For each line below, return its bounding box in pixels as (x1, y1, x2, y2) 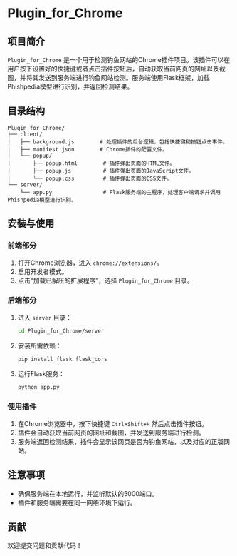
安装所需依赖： (17, 341, 62, 350)
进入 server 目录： (17, 313, 73, 322)
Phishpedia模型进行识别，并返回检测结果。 (7, 82, 134, 91)
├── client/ (7, 131, 43, 138)
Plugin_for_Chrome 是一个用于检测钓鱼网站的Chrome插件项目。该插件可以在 (7, 56, 231, 64)
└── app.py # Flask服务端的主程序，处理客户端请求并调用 (20, 188, 221, 196)
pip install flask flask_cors (17, 355, 108, 363)
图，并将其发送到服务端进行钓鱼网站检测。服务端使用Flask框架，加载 (7, 74, 210, 81)
